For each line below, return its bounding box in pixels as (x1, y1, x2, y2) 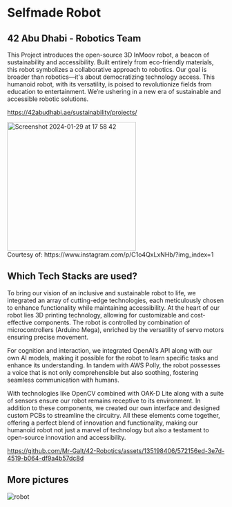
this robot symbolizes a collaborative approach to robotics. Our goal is (7, 66, 207, 73)
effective (7, 318, 32, 326)
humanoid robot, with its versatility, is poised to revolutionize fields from (7, 80, 212, 88)
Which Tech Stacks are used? (7, 270, 138, 282)
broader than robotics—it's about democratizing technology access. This (7, 73, 215, 81)
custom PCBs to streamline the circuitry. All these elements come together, (7, 411, 220, 419)
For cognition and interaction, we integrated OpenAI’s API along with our (7, 346, 213, 354)
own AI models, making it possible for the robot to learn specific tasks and (7, 353, 219, 362)
